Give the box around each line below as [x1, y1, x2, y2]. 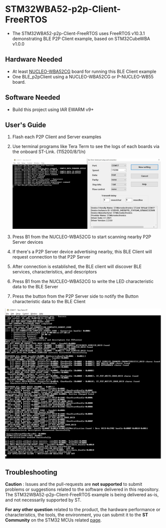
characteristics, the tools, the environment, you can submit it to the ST [5, 512, 148, 518]
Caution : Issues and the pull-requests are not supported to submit [5, 481, 142, 487]
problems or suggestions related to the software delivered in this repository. [5, 486, 160, 492]
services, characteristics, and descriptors [12, 268, 97, 274]
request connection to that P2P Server [12, 254, 90, 260]
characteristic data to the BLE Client [12, 298, 85, 304]
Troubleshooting [5, 468, 58, 476]
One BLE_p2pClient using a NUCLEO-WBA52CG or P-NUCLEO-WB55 [12, 73, 154, 80]
